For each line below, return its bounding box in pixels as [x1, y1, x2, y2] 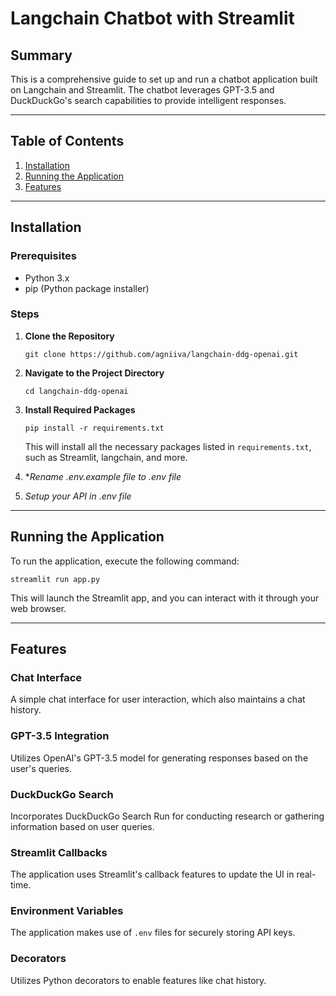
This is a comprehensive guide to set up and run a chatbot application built [10, 73, 318, 85]
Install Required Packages [24, 403, 136, 416]
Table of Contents [10, 133, 125, 150]
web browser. [10, 602, 67, 614]
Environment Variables [10, 904, 124, 918]
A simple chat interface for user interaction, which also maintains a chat [10, 693, 306, 706]
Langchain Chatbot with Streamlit [10, 7, 295, 30]
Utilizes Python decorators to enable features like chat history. [10, 974, 267, 986]
